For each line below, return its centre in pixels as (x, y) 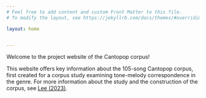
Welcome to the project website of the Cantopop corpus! (78, 57)
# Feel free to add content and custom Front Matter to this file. (94, 12)
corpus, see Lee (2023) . (37, 88)
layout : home (23, 29)
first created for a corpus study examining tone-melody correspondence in (101, 75)
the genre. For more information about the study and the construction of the (102, 82)
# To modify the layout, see (44, 18)
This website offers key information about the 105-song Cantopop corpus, (100, 69)
